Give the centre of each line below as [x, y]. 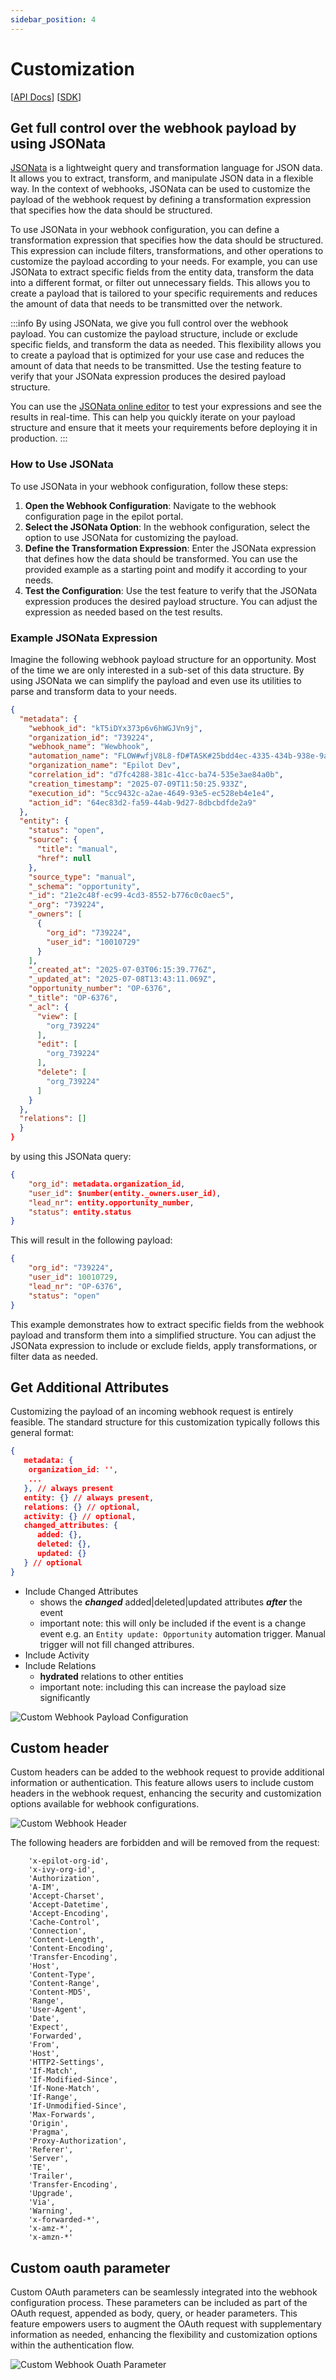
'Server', [49, 2159]
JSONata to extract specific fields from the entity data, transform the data [162, 272]
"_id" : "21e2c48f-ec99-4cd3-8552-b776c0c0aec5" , [131, 896]
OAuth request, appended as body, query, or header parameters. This [154, 2313]
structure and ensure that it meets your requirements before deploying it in [164, 428]
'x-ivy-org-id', [62, 1870]
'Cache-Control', [64, 1922]
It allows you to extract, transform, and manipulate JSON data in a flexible [162, 178]
